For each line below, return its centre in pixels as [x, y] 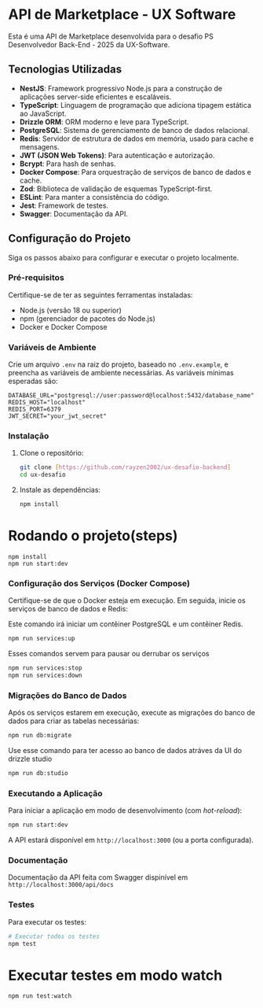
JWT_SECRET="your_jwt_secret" [58, 416]
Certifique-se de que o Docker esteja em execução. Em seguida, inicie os [127, 600]
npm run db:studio [38, 774]
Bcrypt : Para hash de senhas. [68, 164]
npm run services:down [45, 676]
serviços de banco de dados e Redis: [68, 609]
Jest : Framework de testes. [64, 205]
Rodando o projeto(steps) [93, 536]
